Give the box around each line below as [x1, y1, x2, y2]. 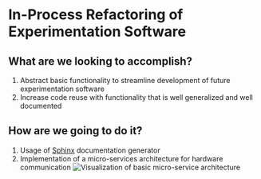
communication [19, 162, 72, 172]
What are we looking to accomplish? [8, 54, 193, 68]
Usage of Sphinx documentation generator [19, 145, 161, 155]
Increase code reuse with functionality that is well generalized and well [19, 93, 253, 101]
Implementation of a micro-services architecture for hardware [19, 153, 223, 163]
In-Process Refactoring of [8, 6, 184, 24]
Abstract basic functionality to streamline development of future [19, 76, 231, 85]
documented [19, 101, 62, 110]
